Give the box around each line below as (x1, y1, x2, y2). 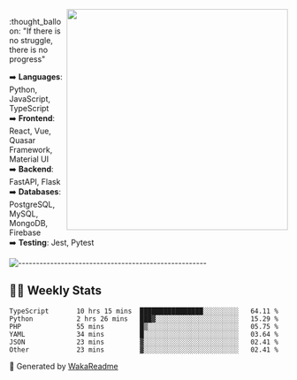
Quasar (9, 135, 36, 145)
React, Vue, (9, 125, 51, 136)
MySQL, (9, 209, 39, 219)
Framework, (9, 145, 53, 155)
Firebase (9, 227, 42, 238)
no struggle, (9, 35, 53, 45)
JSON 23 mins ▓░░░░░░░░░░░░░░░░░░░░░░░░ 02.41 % (9, 338, 278, 346)
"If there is (22, 26, 61, 36)
